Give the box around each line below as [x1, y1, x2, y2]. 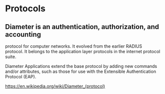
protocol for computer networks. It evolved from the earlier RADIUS [5, 43, 142, 49]
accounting [5, 30, 41, 38]
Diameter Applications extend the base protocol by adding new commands [5, 63, 157, 69]
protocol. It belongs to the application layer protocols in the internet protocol [5, 49, 161, 54]
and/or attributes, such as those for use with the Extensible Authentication [5, 68, 157, 74]
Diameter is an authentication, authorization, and [5, 23, 160, 31]
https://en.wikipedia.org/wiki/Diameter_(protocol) [5, 83, 105, 89]
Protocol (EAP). [5, 74, 37, 79]
